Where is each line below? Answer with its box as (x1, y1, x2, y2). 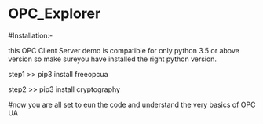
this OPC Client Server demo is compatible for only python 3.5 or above (8, 46, 239, 55)
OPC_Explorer (8, 5, 101, 23)
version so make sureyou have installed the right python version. (8, 54, 217, 64)
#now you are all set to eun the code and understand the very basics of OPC (8, 100, 256, 109)
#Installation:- (8, 31, 53, 40)
